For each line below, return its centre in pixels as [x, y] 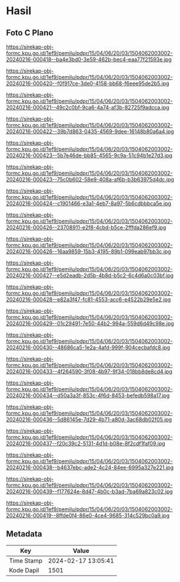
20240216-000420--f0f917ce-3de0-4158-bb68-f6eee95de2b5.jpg [88, 83]
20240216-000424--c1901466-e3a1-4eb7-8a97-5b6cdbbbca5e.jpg [89, 203]
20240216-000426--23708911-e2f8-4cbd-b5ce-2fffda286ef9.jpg [86, 227]
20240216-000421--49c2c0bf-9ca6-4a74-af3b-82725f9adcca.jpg [88, 107]
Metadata [24, 534]
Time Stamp [26, 561]
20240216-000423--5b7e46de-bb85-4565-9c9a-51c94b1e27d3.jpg [89, 155]
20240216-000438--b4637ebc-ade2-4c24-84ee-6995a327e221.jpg [90, 467]
